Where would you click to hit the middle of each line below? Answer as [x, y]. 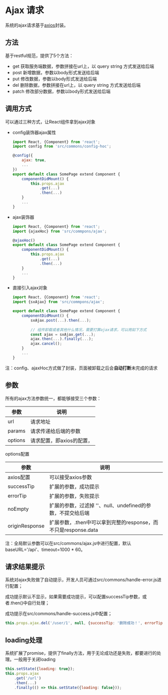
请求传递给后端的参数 [55, 431]
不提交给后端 [74, 513]
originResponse [26, 526]
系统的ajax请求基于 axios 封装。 [37, 25]
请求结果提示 [25, 567]
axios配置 [19, 477]
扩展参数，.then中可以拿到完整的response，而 [104, 522]
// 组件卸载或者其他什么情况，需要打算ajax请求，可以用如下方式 [89, 330]
